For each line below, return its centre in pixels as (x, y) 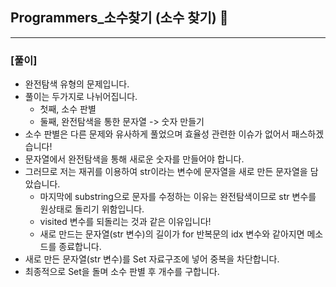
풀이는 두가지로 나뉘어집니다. (81, 97)
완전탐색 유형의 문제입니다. (77, 84)
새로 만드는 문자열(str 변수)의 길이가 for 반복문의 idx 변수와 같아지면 (172, 234)
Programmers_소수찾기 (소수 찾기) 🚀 (119, 18)
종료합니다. (80, 247)
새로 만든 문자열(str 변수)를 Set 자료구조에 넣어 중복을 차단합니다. (152, 259)
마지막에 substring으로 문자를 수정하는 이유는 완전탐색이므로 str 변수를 (178, 197)
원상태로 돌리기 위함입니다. (92, 209)
